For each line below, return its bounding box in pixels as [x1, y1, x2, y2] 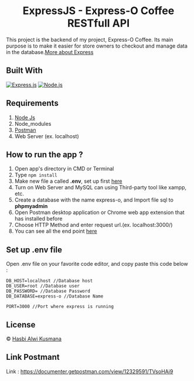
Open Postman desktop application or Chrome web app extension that [14, 209, 185, 216]
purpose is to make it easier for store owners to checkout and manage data [6, 42, 188, 49]
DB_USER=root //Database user [6, 283, 80, 289]
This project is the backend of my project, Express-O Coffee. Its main [6, 36, 173, 43]
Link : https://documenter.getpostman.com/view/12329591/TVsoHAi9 [6, 367, 173, 375]
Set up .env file [6, 245, 63, 255]
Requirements [6, 98, 59, 108]
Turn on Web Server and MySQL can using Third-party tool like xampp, [14, 184, 186, 191]
